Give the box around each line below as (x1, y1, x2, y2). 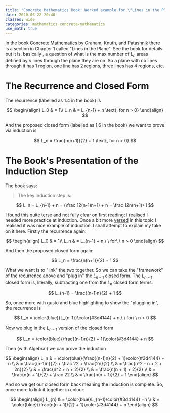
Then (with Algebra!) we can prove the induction (5, 346, 106, 352)
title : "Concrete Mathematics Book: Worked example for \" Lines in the (5, 7, 159, 13)
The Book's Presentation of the (5, 155, 139, 167)
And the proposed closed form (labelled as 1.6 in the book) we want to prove (5, 122, 165, 128)
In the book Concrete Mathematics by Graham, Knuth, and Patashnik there (5, 40, 160, 46)
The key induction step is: (17, 192, 72, 198)
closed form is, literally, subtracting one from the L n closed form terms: (5, 279, 153, 286)
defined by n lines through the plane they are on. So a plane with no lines (5, 57, 157, 63)
